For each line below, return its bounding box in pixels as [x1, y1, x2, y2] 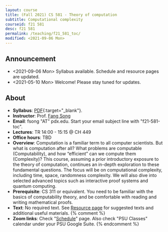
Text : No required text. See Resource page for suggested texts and [12, 205, 154, 211]
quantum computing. [12, 183, 57, 189]
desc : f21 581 [5, 26, 36, 32]
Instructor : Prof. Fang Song [12, 112, 71, 119]
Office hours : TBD [12, 134, 52, 140]
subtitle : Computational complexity [5, 17, 83, 22]
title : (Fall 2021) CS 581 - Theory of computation [5, 12, 117, 17]
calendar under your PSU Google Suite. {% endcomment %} [12, 221, 139, 227]
